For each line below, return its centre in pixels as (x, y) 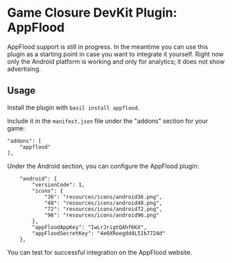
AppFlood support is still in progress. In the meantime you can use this (108, 46)
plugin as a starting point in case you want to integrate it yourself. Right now (115, 54)
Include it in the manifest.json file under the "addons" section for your (108, 121)
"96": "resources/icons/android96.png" (101, 215)
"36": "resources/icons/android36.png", (103, 197)
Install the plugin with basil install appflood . (73, 107)
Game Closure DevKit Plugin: (92, 13)
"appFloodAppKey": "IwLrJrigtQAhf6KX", (90, 227)
